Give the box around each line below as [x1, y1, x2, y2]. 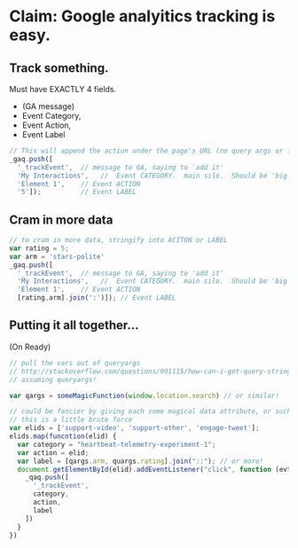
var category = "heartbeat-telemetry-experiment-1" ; [17, 440, 216, 449]
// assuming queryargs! [9, 375, 98, 384]
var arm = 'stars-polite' [9, 252, 105, 261]
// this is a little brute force [9, 415, 133, 425]
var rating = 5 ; [9, 244, 69, 253]
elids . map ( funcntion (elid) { [9, 432, 117, 441]
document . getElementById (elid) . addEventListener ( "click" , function [17, 465, 272, 474]
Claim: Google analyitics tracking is [9, 6, 276, 27]
